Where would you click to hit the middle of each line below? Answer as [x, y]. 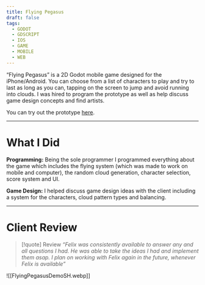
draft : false [23, 18]
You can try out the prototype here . [51, 112]
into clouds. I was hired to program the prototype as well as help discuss [98, 94]
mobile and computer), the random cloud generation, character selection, [99, 172]
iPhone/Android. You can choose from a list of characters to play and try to [100, 81]
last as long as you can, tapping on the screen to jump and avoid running [98, 87]
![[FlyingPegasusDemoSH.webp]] [48, 275]
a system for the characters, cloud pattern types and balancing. [86, 197]
